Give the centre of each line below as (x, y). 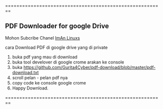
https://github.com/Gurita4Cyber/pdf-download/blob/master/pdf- (90, 67)
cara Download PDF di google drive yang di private (56, 47)
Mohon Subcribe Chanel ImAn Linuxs (43, 38)
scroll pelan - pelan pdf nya (40, 77)
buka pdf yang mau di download (45, 57)
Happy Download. (30, 88)
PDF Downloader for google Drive (57, 26)
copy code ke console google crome (49, 83)
